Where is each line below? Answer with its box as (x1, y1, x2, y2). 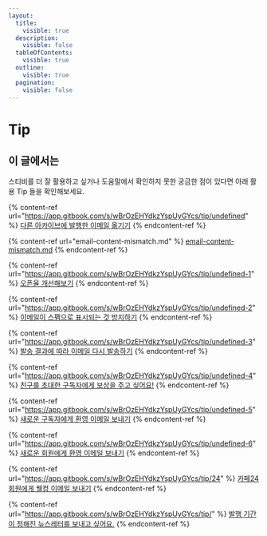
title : (15, 19, 37, 27)
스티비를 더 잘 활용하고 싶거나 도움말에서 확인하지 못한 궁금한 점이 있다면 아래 (8, 177, 249, 186)
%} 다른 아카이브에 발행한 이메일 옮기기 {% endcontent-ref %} (8, 220, 206, 230)
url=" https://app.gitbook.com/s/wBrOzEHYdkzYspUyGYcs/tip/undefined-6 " (8, 439, 257, 448)
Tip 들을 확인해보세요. (16, 187, 85, 197)
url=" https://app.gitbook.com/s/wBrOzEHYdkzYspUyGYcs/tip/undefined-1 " (8, 269, 255, 279)
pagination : (15, 78, 56, 86)
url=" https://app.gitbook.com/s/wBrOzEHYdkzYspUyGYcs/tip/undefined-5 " (8, 405, 257, 415)
